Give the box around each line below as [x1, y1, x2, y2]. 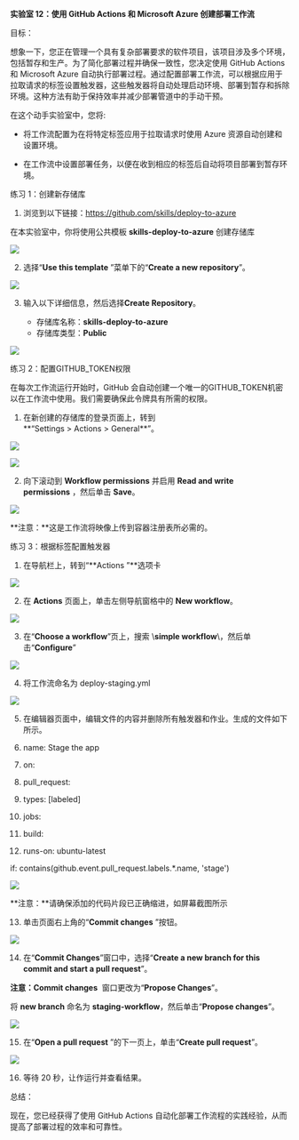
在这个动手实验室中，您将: [10, 110, 106, 120]
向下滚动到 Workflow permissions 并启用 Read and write [22, 476, 234, 486]
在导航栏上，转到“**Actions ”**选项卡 [22, 560, 161, 570]
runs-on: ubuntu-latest [22, 846, 106, 856]
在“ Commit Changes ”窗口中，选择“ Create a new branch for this [22, 952, 261, 963]
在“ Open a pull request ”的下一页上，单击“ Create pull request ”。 [22, 1037, 263, 1048]
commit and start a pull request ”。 [22, 964, 153, 974]
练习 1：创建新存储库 [10, 189, 86, 199]
